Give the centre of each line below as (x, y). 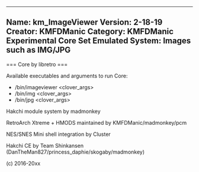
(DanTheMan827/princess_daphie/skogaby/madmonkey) (76, 152)
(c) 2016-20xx (23, 163)
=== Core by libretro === (37, 64)
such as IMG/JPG (38, 50)
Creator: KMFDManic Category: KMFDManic (90, 32)
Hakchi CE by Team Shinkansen (45, 145)
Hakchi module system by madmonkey (53, 111)
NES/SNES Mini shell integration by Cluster (58, 134)
